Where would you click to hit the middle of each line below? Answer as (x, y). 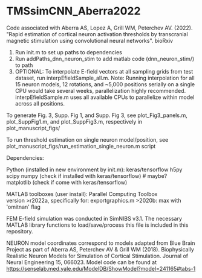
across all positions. (40, 103)
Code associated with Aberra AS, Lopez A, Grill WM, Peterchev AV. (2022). (99, 28)
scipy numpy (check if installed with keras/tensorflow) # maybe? (87, 175)
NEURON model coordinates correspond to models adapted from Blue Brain (101, 243)
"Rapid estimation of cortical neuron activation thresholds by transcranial (97, 34)
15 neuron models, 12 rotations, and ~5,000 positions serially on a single (105, 84)
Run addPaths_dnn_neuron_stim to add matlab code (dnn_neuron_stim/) (105, 58)
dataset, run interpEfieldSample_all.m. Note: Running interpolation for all (105, 78)
